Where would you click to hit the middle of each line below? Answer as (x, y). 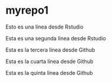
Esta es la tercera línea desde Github (50, 50)
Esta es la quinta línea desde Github (49, 72)
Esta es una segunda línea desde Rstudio (56, 38)
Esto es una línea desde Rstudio (44, 27)
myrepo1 (27, 10)
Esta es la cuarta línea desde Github (49, 61)
